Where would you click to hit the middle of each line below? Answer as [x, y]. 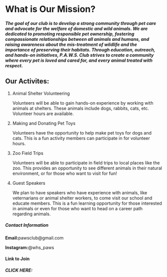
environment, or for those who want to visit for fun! [65, 173]
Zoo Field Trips [28, 153]
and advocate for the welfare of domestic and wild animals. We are [77, 28]
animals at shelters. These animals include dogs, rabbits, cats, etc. [81, 108]
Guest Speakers [29, 183]
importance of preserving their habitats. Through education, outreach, [80, 50]
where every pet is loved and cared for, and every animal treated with [79, 60]
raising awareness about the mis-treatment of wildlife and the [71, 44]
